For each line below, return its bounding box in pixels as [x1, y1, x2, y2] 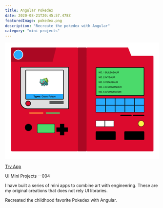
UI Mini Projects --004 [5, 173, 50, 179]
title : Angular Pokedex [5, 8, 54, 13]
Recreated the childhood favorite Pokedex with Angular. [5, 197, 117, 203]
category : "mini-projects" [5, 28, 60, 34]
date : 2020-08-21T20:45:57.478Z [5, 13, 71, 18]
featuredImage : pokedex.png [5, 18, 62, 23]
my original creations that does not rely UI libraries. [5, 187, 108, 193]
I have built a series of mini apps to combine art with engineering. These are [5, 182, 158, 188]
